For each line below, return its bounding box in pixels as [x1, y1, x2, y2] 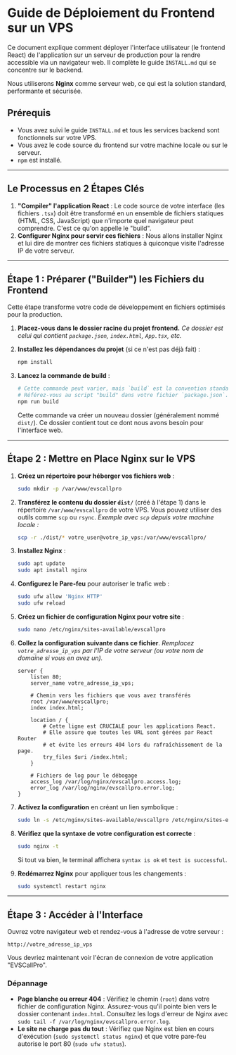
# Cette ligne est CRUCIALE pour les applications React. [43, 723, 216, 730]
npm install [17, 359, 53, 366]
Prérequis [7, 107, 51, 119]
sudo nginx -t [17, 842, 59, 849]
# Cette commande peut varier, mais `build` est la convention [17, 385, 207, 392]
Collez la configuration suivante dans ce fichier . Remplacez [17, 638, 195, 647]
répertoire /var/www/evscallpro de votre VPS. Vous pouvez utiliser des [17, 505, 222, 514]
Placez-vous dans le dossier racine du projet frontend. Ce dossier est [17, 324, 223, 332]
